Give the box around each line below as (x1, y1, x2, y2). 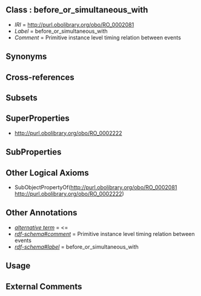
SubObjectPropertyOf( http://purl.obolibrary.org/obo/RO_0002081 (14, 184, 177, 190)
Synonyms (5, 52, 47, 62)
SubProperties (5, 147, 62, 157)
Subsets (5, 92, 38, 103)
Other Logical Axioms (5, 167, 89, 178)
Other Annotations (5, 207, 77, 218)
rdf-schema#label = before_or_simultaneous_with (14, 243, 139, 251)
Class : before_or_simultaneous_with (5, 5, 148, 15)
